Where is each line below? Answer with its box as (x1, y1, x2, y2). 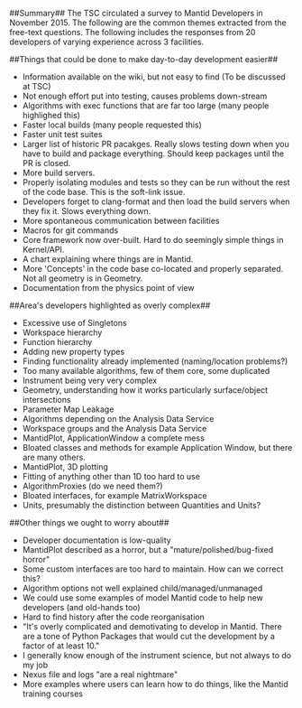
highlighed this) (22, 110, 81, 120)
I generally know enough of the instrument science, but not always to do (22, 650, 291, 660)
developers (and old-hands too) (22, 602, 142, 612)
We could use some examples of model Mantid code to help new (22, 592, 263, 603)
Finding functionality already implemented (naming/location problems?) (22, 356, 288, 367)
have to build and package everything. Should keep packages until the (22, 148, 285, 159)
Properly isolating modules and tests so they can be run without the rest (22, 177, 290, 188)
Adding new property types (22, 347, 125, 357)
